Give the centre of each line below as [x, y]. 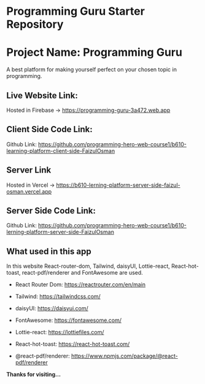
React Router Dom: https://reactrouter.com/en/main [80, 284]
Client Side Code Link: [50, 129]
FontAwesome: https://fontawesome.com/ [68, 320]
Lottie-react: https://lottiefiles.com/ [60, 332]
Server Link [29, 170]
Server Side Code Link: [51, 210]
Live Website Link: [42, 96]
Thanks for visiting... [34, 374]
